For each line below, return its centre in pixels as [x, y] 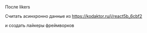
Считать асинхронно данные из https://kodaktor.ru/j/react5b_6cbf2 [74, 16]
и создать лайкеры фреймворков [40, 25]
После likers [18, 7]
